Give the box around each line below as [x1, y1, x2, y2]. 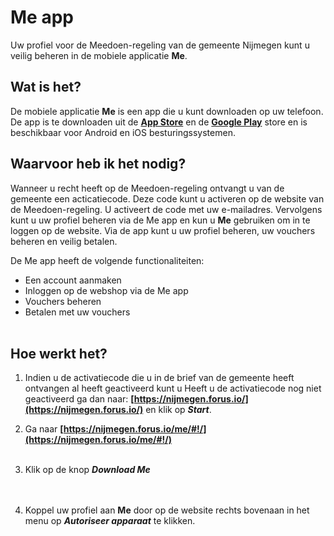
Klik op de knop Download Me [24, 464, 151, 476]
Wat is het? [10, 79, 82, 96]
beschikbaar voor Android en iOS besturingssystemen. [10, 126, 236, 138]
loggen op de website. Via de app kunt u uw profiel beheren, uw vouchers [10, 224, 316, 236]
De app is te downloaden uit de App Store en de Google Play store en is [10, 116, 308, 128]
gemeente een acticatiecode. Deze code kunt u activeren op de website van [10, 192, 325, 205]
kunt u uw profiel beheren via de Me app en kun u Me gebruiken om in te [10, 214, 311, 226]
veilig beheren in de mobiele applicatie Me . [10, 49, 188, 61]
